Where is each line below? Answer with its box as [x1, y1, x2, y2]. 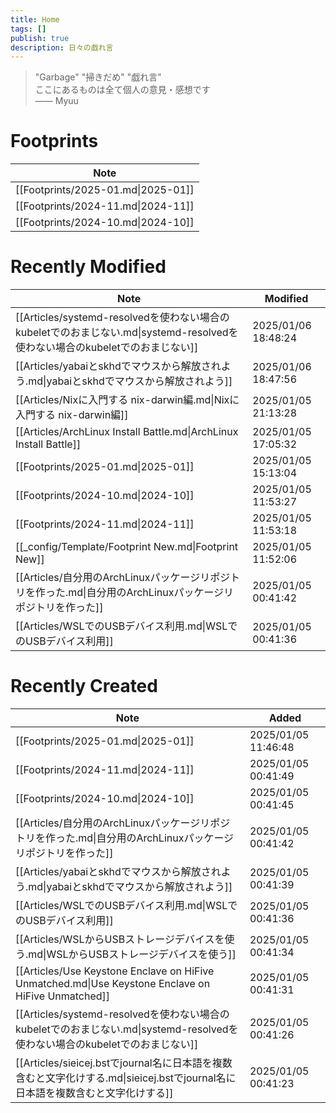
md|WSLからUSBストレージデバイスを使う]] [28, 947, 237, 961]
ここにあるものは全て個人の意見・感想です [34, 84, 211, 96]
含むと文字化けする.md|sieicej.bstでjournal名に [15, 1071, 237, 1085]
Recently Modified [10, 256, 167, 278]
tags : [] [10, 24, 47, 34]
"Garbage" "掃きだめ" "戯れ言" [34, 71, 162, 83]
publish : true [10, 33, 70, 43]
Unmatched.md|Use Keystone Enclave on [15, 977, 211, 991]
